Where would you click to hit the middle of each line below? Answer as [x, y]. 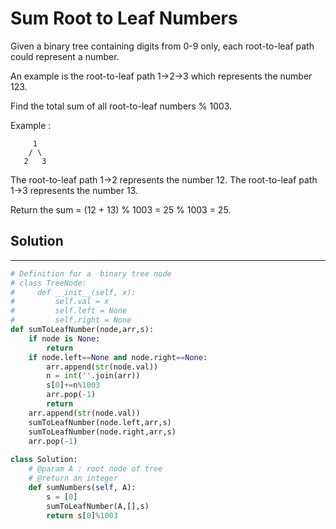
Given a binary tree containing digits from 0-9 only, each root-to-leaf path [162, 46]
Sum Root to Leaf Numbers [124, 18]
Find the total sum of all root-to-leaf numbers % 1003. [121, 106]
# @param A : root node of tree [95, 469]
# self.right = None [71, 320]
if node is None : [64, 338]
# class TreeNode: [48, 283]
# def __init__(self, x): [73, 292]
